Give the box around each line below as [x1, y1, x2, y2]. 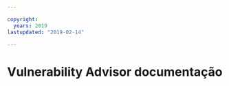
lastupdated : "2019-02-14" [7, 29, 85, 35]
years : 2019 [13, 22, 48, 29]
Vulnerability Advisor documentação [7, 64, 223, 79]
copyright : [7, 16, 39, 23]
